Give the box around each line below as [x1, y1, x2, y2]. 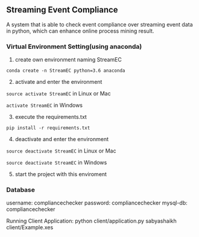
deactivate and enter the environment [14, 136, 109, 143]
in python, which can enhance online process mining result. [6, 27, 154, 34]
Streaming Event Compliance [6, 5, 119, 15]
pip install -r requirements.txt [6, 125, 90, 131]
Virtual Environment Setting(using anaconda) [6, 42, 142, 51]
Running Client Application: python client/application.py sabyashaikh [6, 217, 177, 225]
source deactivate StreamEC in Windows [6, 159, 107, 166]
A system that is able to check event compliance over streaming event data [6, 21, 193, 28]
